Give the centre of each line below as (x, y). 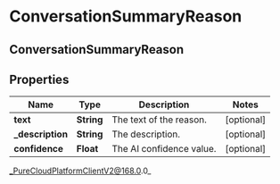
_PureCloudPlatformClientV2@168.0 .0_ (80, 171)
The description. (146, 134)
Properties (39, 79)
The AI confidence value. (164, 149)
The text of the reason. (159, 120)
